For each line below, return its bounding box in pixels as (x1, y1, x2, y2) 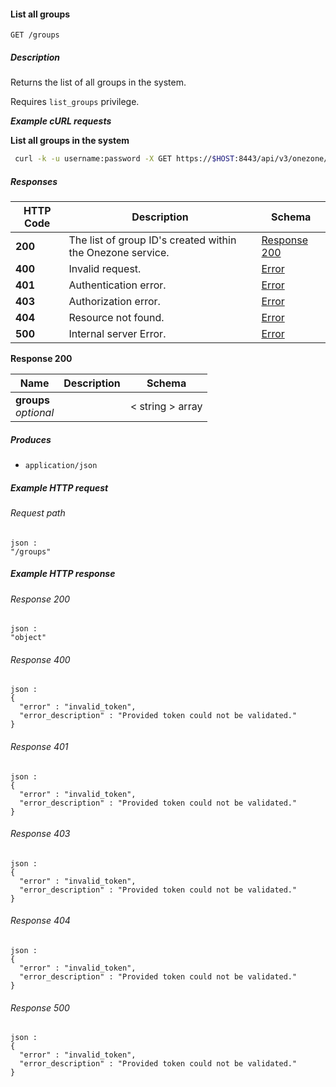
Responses (10, 175, 58, 187)
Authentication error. (68, 278, 167, 292)
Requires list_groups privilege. (10, 96, 140, 108)
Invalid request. (68, 262, 142, 276)
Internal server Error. (68, 327, 167, 341)
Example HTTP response (10, 568, 116, 580)
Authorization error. (68, 295, 161, 309)
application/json (24, 460, 98, 470)
